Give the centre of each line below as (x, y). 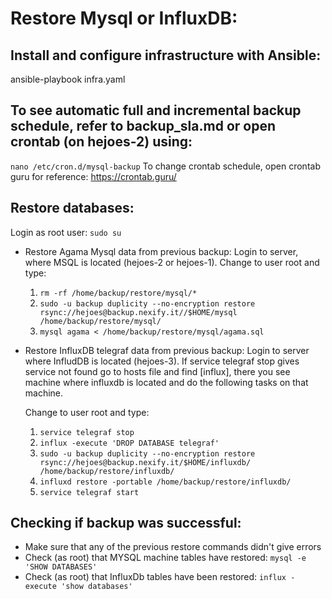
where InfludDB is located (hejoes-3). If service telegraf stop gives (162, 361)
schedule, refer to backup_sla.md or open (143, 126)
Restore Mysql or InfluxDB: (124, 18)
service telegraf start (89, 492)
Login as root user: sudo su (66, 232)
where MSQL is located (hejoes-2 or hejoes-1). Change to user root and (172, 262)
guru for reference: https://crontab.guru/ (93, 176)
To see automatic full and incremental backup (156, 110)
